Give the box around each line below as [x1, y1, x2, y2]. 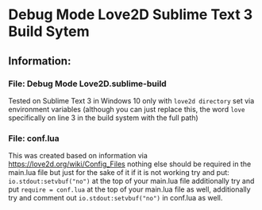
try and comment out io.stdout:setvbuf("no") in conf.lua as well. [8, 193, 223, 203]
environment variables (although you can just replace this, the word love [8, 104, 245, 114]
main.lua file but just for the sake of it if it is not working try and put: [8, 168, 230, 177]
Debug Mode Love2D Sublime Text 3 [8, 6, 253, 24]
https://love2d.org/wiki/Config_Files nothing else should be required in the [8, 159, 252, 169]
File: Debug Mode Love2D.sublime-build [8, 78, 167, 89]
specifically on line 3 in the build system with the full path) [8, 113, 198, 122]
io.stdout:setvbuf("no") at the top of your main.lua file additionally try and [8, 177, 255, 186]
